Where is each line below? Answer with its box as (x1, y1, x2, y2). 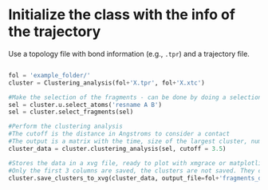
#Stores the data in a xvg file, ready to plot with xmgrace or (8, 159, 227, 167)
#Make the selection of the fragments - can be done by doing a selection (8, 93, 262, 101)
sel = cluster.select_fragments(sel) (8, 108, 134, 117)
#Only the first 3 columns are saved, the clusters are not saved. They (8, 166, 255, 175)
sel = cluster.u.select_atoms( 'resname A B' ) (8, 101, 162, 109)
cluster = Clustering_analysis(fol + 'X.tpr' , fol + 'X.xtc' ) (8, 78, 205, 87)
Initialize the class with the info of (8, 6, 235, 24)
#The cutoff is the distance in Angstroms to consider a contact (8, 130, 230, 138)
